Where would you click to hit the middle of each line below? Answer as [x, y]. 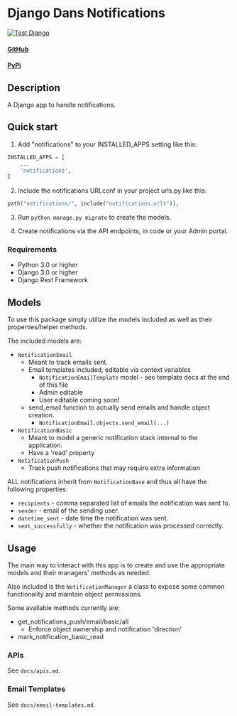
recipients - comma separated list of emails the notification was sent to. [124, 503]
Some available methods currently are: [64, 608]
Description [34, 88]
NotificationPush [43, 461]
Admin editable [61, 392]
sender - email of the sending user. [68, 511]
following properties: [38, 489]
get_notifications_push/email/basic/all [73, 622]
